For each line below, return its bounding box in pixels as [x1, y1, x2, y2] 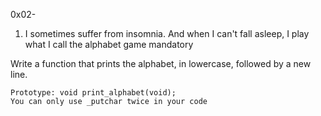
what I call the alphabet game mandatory [24, 39, 194, 50]
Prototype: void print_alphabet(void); [10, 88, 177, 98]
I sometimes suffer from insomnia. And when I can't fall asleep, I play [24, 28, 310, 39]
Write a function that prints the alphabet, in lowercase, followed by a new [10, 58, 312, 69]
